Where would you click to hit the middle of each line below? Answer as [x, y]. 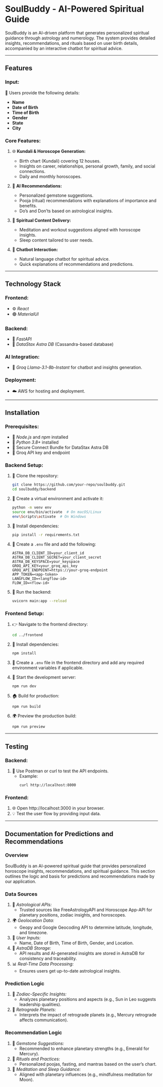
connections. [32, 171]
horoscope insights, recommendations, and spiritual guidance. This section [80, 871]
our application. [21, 881]
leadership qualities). [40, 1005]
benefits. [28, 206]
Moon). [26, 1079]
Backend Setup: [24, 465]
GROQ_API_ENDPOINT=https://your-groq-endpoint [60, 570]
